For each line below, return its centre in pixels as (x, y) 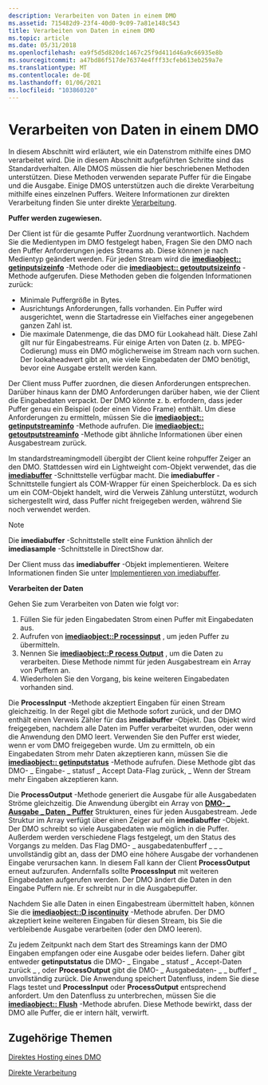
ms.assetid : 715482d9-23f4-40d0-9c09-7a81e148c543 (94, 23)
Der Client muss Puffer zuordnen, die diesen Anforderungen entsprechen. (130, 384)
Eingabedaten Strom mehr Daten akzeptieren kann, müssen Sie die (118, 754)
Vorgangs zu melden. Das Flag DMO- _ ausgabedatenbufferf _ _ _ (116, 846)
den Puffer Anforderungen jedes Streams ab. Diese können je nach (118, 251)
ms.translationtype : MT (48, 68)
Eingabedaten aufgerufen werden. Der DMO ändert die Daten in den (120, 880)
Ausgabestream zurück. (48, 443)
